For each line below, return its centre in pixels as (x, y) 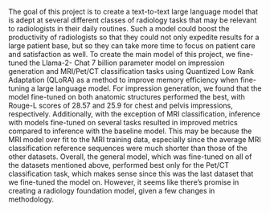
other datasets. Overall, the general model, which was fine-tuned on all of (130, 157)
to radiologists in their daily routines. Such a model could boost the (119, 29)
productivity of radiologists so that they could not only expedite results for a (134, 37)
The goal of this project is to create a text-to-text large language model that (133, 12)
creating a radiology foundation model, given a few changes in (112, 191)
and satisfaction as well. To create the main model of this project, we (122, 54)
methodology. (31, 199)
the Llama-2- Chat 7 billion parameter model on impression (127, 63)
